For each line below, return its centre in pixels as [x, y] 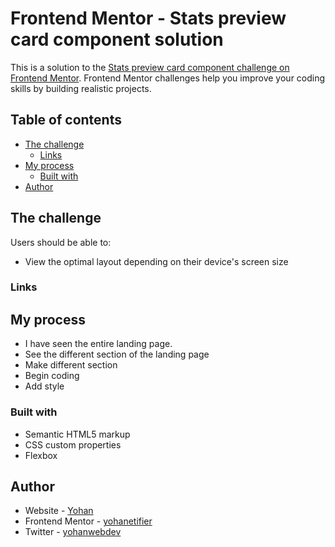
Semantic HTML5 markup [77, 434]
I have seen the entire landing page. [98, 344]
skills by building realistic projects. [81, 88]
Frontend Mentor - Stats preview [148, 18]
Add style [44, 386]
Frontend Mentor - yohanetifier [88, 521]
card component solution [117, 39]
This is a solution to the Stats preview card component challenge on [150, 67]
